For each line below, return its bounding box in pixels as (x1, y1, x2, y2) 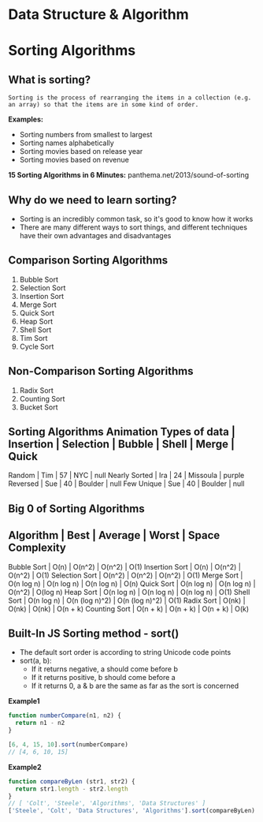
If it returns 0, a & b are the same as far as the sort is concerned (31, 681, 239, 691)
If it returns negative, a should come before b (31, 664, 179, 674)
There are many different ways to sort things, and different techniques (19, 222, 248, 232)
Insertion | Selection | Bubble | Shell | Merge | (8, 438, 235, 451)
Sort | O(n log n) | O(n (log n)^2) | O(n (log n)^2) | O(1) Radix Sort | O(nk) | (8, 596, 246, 605)
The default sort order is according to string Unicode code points (19, 648, 232, 657)
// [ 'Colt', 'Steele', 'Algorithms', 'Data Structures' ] (8, 799, 206, 808)
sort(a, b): (19, 656, 53, 666)
